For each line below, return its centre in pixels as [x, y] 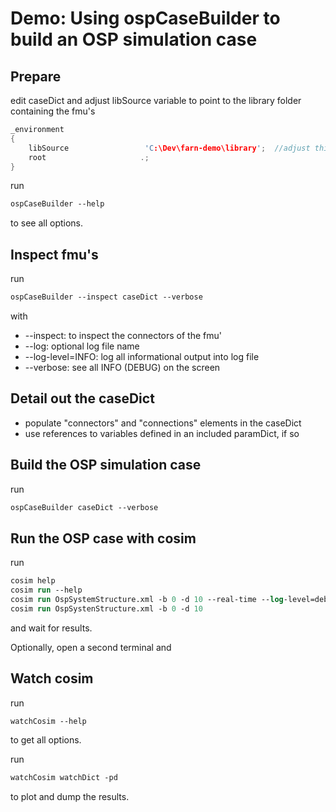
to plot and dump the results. [70, 797]
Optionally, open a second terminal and [91, 647]
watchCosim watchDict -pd [64, 778]
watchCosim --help [48, 721]
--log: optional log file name [82, 346]
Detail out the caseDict [82, 398]
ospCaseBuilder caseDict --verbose [84, 507]
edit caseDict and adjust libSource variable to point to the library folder [156, 100]
